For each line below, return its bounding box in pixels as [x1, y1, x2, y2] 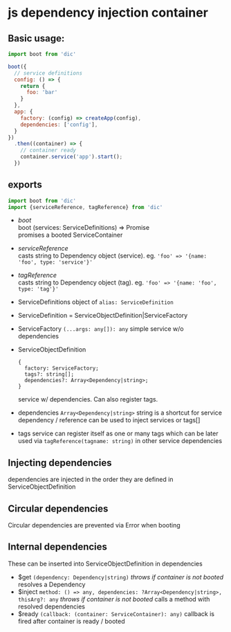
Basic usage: [8, 33, 65, 44]
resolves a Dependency [17, 580, 86, 588]
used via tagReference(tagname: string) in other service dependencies [17, 437, 223, 445]
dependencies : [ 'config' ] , [20, 121, 98, 128]
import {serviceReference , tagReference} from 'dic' [8, 204, 163, 210]
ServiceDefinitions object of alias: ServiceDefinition [17, 298, 174, 306]
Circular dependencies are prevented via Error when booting [8, 521, 181, 530]
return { [20, 82, 46, 89]
